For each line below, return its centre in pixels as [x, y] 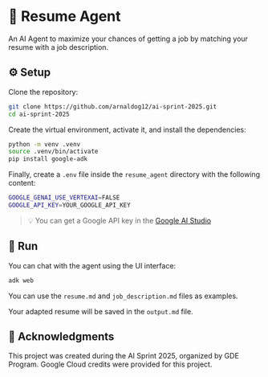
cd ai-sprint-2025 [39, 114]
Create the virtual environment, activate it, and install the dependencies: [127, 129]
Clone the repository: [43, 92]
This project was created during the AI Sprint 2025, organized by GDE [124, 356]
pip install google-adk [48, 159]
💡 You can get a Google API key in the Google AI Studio [119, 220]
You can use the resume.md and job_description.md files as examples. [123, 296]
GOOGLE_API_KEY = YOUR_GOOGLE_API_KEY [69, 205]
